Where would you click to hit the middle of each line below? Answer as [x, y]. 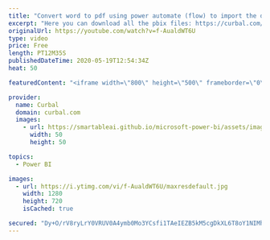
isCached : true [48, 209]
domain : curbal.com [48, 112]
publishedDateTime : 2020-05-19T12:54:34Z [79, 61]
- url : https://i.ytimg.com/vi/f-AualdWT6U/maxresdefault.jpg [122, 186]
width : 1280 [43, 194]
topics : [21, 157]
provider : [25, 97]
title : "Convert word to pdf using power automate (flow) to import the [133, 16]
